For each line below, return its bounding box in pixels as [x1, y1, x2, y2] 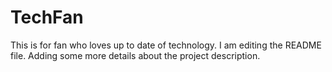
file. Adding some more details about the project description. [10, 49, 261, 61]
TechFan [10, 6, 84, 29]
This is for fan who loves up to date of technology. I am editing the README [10, 39, 322, 51]
